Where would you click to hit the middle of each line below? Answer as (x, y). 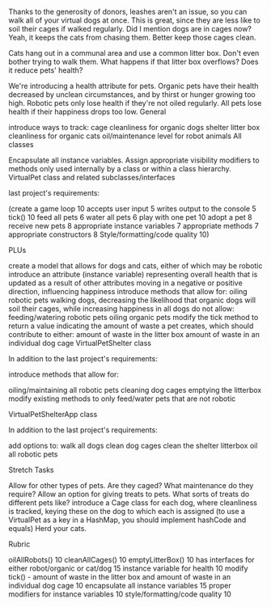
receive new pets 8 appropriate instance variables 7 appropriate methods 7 (133, 226)
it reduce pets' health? (46, 70)
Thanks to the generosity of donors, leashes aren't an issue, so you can (128, 12)
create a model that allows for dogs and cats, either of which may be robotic (135, 266)
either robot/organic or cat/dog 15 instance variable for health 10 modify (128, 568)
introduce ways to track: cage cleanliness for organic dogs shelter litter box (134, 127)
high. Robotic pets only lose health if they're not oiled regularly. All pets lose (135, 103)
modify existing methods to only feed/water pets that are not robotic (122, 398)
